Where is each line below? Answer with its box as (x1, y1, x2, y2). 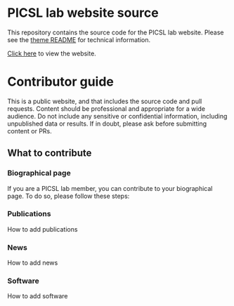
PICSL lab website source (7, 5, 160, 21)
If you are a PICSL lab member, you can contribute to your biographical (7, 184, 213, 192)
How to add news (7, 258, 58, 267)
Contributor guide (7, 74, 114, 90)
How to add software (7, 292, 68, 300)
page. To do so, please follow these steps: (7, 192, 130, 200)
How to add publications (7, 225, 78, 233)
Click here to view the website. (7, 49, 96, 58)
